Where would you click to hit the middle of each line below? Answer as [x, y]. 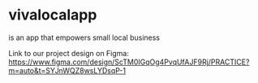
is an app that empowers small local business [84, 37]
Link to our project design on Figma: [69, 53]
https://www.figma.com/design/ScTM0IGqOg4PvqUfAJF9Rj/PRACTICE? [129, 62]
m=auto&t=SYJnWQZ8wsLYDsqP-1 [67, 70]
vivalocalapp [53, 15]
